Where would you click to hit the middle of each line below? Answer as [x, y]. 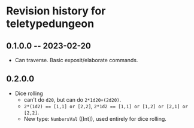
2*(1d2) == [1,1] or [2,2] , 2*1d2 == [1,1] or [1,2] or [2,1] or [106, 106]
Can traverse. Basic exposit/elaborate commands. [76, 60]
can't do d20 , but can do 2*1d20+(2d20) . [72, 99]
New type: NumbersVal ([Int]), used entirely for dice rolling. [95, 118]
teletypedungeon [50, 24]
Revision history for [56, 11]
